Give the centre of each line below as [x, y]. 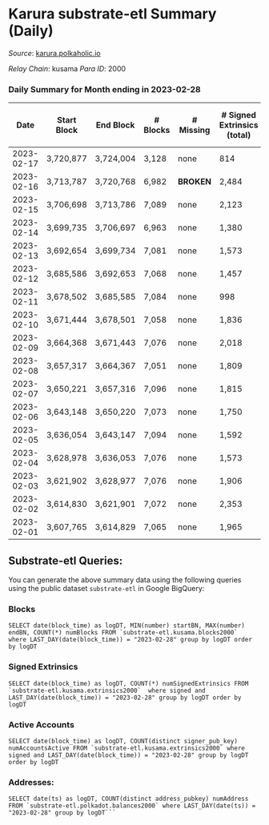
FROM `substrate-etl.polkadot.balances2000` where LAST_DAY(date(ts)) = [132, 806]
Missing [195, 131]
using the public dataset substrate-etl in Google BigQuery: [106, 589]
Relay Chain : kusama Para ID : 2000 [67, 68]
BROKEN [195, 182]
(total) [239, 135]
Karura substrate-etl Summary [112, 14]
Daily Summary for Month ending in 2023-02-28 [105, 89]
